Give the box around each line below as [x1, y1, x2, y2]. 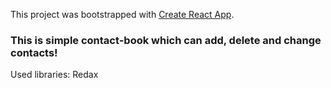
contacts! [10, 45, 58, 59]
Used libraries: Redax [10, 69, 99, 81]
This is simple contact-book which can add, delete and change [10, 33, 322, 47]
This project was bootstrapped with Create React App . [10, 9, 235, 20]
